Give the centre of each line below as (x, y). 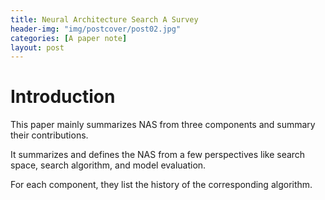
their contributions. (49, 135)
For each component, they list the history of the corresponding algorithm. (161, 185)
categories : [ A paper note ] (69, 38)
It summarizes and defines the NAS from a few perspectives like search (158, 155)
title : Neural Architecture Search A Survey (104, 19)
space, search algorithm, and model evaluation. (108, 165)
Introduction (63, 97)
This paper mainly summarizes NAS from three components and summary (163, 125)
